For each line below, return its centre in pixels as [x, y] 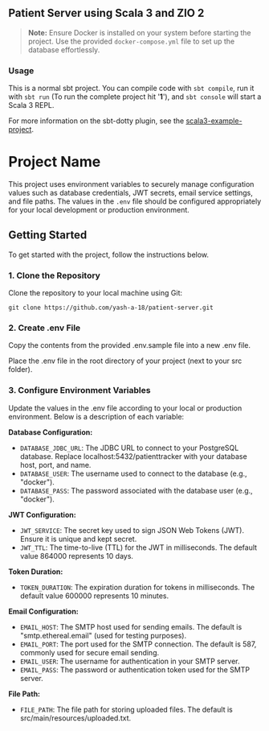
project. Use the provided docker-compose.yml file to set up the [131, 41]
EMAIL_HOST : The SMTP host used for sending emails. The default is [131, 626]
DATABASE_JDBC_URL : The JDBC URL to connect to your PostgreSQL [129, 448]
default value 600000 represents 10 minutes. [94, 596]
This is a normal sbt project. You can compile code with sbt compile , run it [131, 89]
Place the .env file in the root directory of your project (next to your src [125, 361]
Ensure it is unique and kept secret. [78, 539]
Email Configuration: [43, 611]
